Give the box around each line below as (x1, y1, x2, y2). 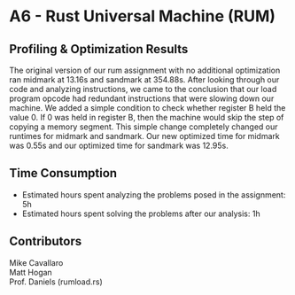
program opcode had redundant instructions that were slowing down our (9, 93, 275, 104)
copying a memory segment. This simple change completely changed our (9, 121, 278, 132)
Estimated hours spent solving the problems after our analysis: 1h (21, 208, 260, 219)
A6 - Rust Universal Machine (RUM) (9, 6, 276, 27)
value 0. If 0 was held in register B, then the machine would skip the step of (9, 113, 284, 122)
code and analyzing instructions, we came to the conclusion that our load (9, 84, 277, 94)
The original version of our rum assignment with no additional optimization (9, 65, 281, 75)
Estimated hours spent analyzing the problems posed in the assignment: (21, 189, 286, 200)
